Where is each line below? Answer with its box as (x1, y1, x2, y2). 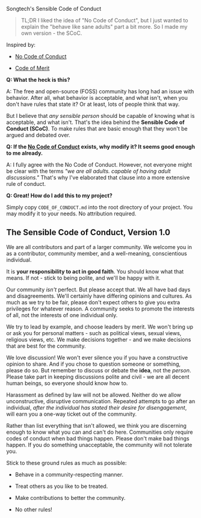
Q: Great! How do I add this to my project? (6, 192, 113, 199)
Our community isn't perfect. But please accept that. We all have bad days (6, 286, 191, 293)
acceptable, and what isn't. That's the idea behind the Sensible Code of (6, 119, 185, 126)
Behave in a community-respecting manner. (14, 470, 123, 478)
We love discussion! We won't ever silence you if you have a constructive (6, 354, 188, 361)
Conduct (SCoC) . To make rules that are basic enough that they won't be (6, 125, 188, 132)
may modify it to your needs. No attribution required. (6, 210, 137, 217)
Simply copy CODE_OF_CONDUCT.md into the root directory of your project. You (6, 204, 193, 211)
